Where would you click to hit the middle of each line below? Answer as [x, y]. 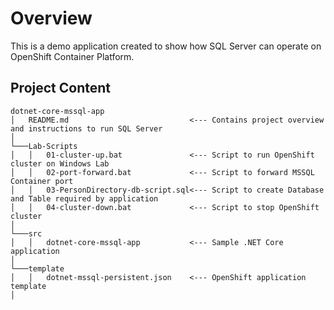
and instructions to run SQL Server [86, 128]
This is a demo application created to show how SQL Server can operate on [166, 46]
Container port [42, 181]
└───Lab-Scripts [44, 146]
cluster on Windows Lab [60, 163]
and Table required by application [84, 198]
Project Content [60, 88]
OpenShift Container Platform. [72, 56]
